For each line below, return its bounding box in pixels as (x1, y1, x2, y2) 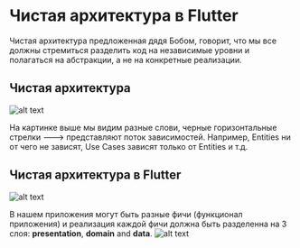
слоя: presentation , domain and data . (9, 227, 153, 239)
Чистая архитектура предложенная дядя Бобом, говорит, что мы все (9, 35, 277, 46)
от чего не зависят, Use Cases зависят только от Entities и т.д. (9, 141, 248, 152)
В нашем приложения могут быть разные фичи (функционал (9, 208, 243, 219)
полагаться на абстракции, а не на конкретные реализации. (9, 54, 242, 65)
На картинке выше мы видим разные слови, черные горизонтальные (9, 122, 277, 133)
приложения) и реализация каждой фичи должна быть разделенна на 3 (9, 218, 287, 229)
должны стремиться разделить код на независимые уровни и (9, 44, 250, 55)
